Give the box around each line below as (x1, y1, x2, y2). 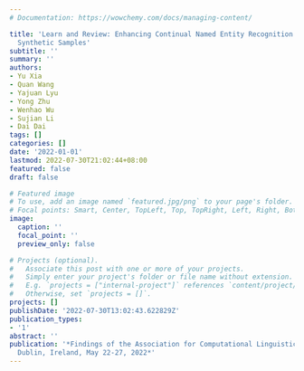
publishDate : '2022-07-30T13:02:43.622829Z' (9, 306, 180, 315)
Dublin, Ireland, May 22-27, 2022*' (17, 348, 156, 357)
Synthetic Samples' (17, 38, 91, 47)
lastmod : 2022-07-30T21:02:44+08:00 (9, 156, 147, 165)
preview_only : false (17, 239, 95, 249)
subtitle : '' (9, 46, 59, 55)
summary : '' (9, 55, 54, 64)
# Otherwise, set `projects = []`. (9, 290, 152, 299)
